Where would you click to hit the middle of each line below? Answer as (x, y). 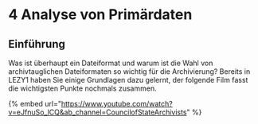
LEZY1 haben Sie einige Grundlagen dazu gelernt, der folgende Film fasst (128, 80)
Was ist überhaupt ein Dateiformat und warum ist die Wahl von (111, 63)
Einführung (37, 44)
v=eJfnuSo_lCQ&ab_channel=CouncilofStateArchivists (98, 112)
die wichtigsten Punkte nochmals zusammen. (82, 88)
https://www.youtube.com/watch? (117, 104)
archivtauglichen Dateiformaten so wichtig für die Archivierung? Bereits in (129, 72)
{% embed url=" (35, 104)
